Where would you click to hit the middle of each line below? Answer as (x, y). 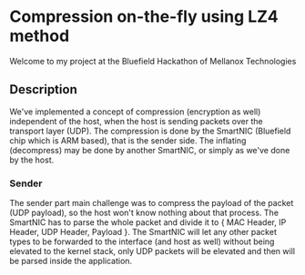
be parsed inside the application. (71, 261)
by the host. (32, 160)
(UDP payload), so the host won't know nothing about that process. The (144, 213)
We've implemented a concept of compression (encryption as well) (135, 112)
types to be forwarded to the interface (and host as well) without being (142, 241)
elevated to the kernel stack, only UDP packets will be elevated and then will (152, 251)
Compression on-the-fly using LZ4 (144, 17)
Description (43, 89)
